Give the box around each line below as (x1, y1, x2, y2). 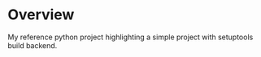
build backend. (7, 40, 58, 50)
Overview (7, 6, 75, 24)
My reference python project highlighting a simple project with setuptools (7, 32, 254, 42)
